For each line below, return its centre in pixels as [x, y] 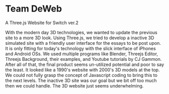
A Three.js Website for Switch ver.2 [42, 23]
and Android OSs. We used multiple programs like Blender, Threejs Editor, [81, 54]
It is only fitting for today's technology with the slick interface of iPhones [81, 48]
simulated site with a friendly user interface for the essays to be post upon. [83, 43]
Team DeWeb [34, 9]
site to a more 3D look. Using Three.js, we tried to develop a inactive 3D [80, 38]
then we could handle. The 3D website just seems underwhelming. [74, 85]
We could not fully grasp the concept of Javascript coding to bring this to [81, 75]
